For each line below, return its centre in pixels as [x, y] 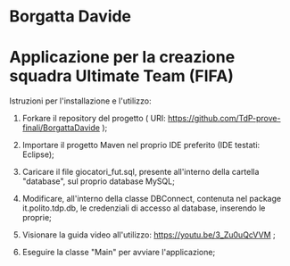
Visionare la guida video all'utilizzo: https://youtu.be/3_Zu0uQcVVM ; [149, 235]
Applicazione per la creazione [122, 58]
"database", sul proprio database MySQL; [99, 181]
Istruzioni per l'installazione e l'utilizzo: [80, 101]
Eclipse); [38, 154]
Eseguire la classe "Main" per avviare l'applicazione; [119, 253]
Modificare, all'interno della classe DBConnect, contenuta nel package [152, 199]
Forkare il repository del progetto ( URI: [94, 119]
